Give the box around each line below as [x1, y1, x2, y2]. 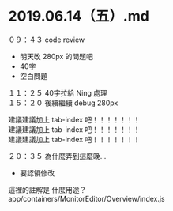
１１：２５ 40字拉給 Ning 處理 [8, 88, 108, 97]
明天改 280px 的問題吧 [19, 51, 93, 61]
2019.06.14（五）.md [8, 7, 150, 25]
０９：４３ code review [8, 35, 85, 44]
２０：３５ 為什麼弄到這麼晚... [8, 151, 107, 160]
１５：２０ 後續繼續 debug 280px [8, 98, 118, 107]
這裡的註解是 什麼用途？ [8, 185, 87, 194]
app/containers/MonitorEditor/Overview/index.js [8, 194, 166, 203]
